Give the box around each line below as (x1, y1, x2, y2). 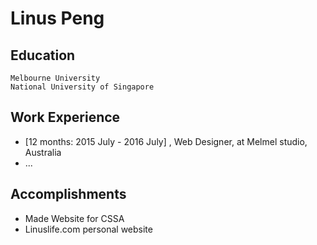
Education (10, 47, 76, 64)
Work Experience (10, 109, 121, 126)
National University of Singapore (10, 82, 155, 92)
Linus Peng (10, 7, 105, 30)
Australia (24, 146, 62, 158)
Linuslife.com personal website (24, 223, 153, 235)
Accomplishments (10, 186, 127, 203)
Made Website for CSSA (24, 212, 125, 224)
